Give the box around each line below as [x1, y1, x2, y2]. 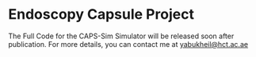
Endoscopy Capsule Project [8, 5, 194, 23]
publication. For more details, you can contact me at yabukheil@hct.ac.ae [8, 39, 248, 48]
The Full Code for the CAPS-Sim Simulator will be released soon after [8, 31, 235, 41]
